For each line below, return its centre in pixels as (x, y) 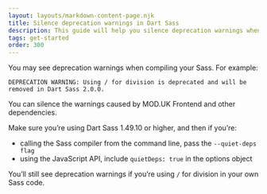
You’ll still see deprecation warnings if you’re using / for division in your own (133, 174)
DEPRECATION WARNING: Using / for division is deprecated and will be (128, 83)
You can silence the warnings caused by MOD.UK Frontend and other (122, 104)
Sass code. (27, 183)
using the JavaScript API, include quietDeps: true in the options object (136, 159)
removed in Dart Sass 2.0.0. (56, 89)
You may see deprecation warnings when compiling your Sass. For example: (133, 68)
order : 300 (26, 45)
